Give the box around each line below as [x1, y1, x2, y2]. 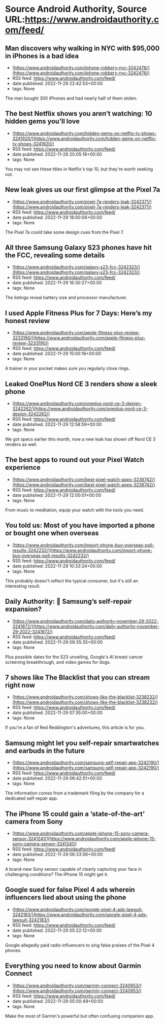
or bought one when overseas [5, 529, 99, 538]
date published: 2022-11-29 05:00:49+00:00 [12, 998, 103, 1004]
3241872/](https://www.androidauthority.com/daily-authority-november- [12, 623, 160, 629]
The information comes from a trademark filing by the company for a [5, 790, 144, 796]
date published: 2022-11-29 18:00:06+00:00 [12, 214, 102, 220]
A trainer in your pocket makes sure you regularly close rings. [5, 366, 130, 372]
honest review [5, 316, 50, 325]
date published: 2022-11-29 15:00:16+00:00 [12, 351, 101, 357]
